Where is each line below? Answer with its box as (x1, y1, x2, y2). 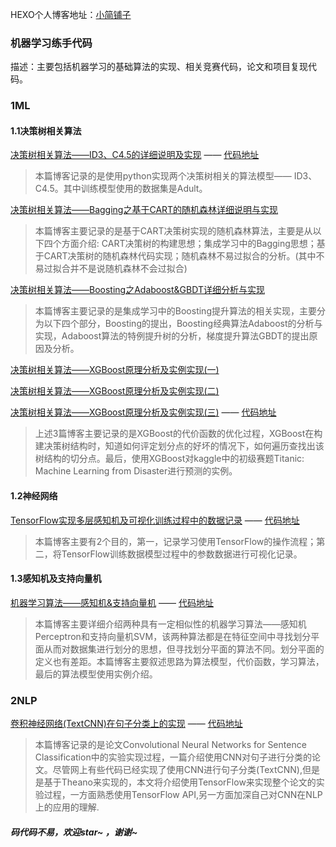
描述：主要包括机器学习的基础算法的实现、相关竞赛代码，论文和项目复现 (10, 61, 308, 73)
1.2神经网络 (10, 490, 58, 502)
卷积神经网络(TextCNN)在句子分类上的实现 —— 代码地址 (10, 718, 243, 730)
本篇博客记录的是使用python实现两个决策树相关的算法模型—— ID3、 (34, 170, 318, 182)
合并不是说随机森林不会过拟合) (61, 263, 188, 275)
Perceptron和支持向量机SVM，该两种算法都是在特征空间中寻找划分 (34, 630, 312, 642)
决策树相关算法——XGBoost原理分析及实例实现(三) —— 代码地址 (10, 406, 277, 418)
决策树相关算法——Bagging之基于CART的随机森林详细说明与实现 (10, 204, 279, 216)
